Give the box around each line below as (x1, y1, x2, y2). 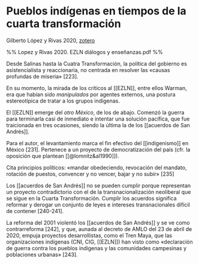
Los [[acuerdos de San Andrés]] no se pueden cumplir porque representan (6, 182, 191, 189)
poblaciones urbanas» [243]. (6, 251, 78, 258)
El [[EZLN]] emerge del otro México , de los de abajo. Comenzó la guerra (6, 109, 185, 116)
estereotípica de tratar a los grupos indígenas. (6, 97, 120, 104)
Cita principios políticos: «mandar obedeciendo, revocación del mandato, (6, 164, 187, 171)
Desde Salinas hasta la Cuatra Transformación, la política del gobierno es (6, 60, 188, 67)
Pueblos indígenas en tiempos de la (6, 4, 187, 18)
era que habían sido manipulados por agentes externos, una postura (6, 91, 176, 98)
